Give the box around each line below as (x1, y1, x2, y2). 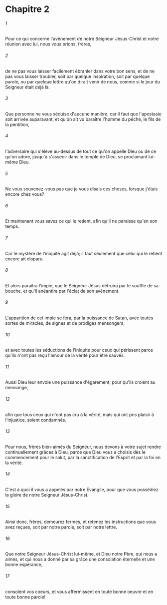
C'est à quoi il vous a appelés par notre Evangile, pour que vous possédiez (5, 487, 159, 493)
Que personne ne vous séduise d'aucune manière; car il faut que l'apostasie (5, 111, 162, 117)
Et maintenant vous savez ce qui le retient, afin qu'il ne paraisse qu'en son (5, 218, 158, 224)
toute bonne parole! (5, 594, 46, 600)
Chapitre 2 (5, 3, 50, 15)
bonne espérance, (5, 562, 43, 568)
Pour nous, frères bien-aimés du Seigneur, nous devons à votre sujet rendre (5, 444, 161, 450)
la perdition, (5, 121, 30, 127)
